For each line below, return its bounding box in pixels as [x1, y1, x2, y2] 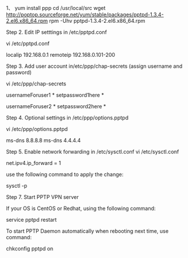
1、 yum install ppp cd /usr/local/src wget [6, 5, 106, 11]
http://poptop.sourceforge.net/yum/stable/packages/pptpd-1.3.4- [6, 11, 164, 18]
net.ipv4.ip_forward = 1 [6, 160, 61, 166]
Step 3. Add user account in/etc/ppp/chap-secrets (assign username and [6, 63, 183, 70]
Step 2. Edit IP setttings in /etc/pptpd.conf [6, 29, 107, 36]
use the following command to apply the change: [6, 171, 124, 178]
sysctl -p [6, 183, 27, 189]
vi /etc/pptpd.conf [6, 40, 50, 47]
